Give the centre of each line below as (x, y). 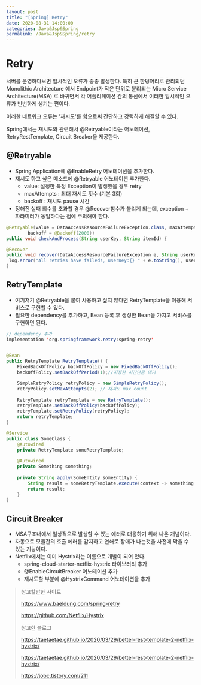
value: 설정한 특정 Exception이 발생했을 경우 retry (83, 186)
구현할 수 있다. (48, 307)
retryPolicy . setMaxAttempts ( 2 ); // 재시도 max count (82, 389)
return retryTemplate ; (45, 417)
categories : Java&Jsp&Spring (42, 28)
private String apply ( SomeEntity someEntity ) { (77, 477)
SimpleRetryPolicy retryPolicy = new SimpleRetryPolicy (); (92, 383)
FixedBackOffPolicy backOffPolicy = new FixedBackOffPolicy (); (98, 367)
